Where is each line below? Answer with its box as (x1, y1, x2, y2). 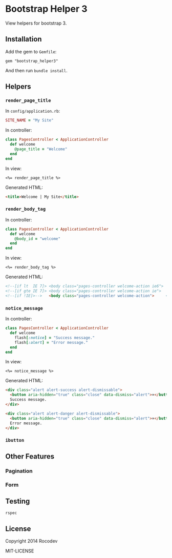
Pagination (5, 467, 33, 474)
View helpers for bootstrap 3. (5, 20, 67, 26)
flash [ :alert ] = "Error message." (14, 340, 88, 345)
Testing (5, 497, 30, 505)
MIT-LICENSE (5, 548, 34, 554)
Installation (5, 35, 42, 44)
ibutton (5, 438, 25, 443)
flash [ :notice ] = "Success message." (14, 335, 95, 340)
